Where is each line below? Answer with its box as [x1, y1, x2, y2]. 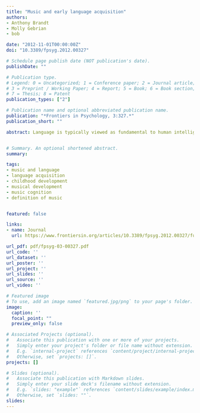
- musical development [6, 183, 62, 190]
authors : [6, 14, 28, 20]
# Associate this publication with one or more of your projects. [6, 337, 180, 343]
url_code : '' [6, 249, 39, 255]
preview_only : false [11, 320, 62, 327]
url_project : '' [6, 266, 46, 272]
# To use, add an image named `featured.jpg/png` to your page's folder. [6, 298, 193, 304]
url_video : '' [6, 282, 42, 288]
